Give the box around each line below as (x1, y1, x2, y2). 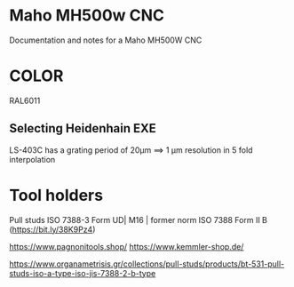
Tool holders (9, 185, 104, 205)
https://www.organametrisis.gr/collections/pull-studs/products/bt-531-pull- (9, 259, 285, 269)
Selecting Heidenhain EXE (9, 121, 157, 136)
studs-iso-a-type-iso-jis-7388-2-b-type (9, 267, 156, 278)
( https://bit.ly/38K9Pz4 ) (9, 224, 96, 235)
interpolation (9, 154, 56, 164)
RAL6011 (9, 95, 41, 106)
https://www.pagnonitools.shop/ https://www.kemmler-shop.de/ (9, 241, 244, 251)
